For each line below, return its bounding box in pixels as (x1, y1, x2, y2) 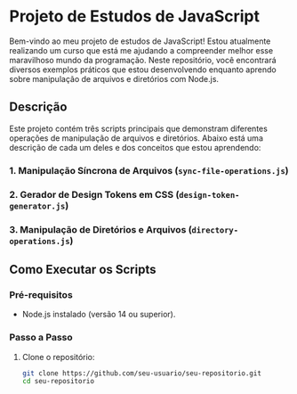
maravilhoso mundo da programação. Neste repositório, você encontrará (9, 54, 277, 65)
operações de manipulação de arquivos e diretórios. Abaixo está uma (9, 132, 264, 144)
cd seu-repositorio (21, 377, 95, 386)
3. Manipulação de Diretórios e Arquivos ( (9, 223, 193, 235)
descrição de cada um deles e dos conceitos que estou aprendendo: (9, 142, 261, 152)
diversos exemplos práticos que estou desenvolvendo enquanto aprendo (9, 64, 277, 75)
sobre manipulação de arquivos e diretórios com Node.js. (9, 73, 220, 84)
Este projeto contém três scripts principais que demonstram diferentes (9, 123, 269, 134)
